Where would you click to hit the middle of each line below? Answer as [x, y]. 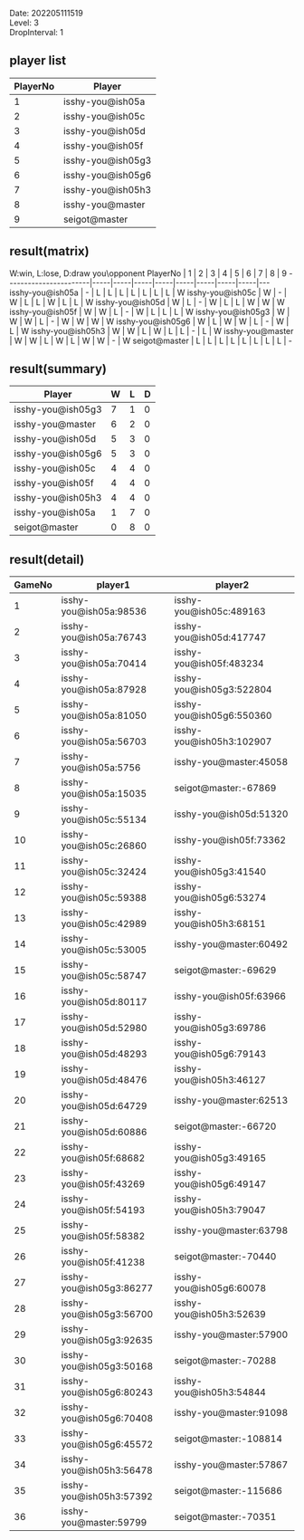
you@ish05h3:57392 [107, 1497]
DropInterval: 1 [36, 32]
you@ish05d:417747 [220, 637]
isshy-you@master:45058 [231, 762]
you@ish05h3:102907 [223, 741]
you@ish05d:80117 [104, 1002]
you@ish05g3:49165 [220, 1158]
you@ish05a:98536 [104, 612]
